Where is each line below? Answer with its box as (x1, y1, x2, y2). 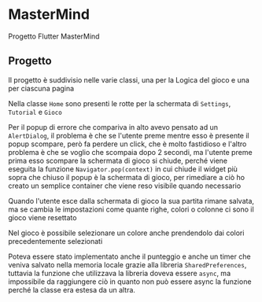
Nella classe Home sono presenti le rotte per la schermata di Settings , (8, 98, 231, 108)
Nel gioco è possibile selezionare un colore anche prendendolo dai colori (8, 228, 245, 238)
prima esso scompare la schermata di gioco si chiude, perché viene (8, 156, 228, 165)
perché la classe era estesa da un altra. (8, 285, 136, 294)
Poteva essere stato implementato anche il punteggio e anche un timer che (8, 252, 251, 261)
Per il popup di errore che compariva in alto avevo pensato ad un (8, 122, 219, 131)
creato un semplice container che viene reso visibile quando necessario (8, 181, 242, 190)
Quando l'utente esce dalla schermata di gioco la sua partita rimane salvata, (8, 196, 254, 205)
